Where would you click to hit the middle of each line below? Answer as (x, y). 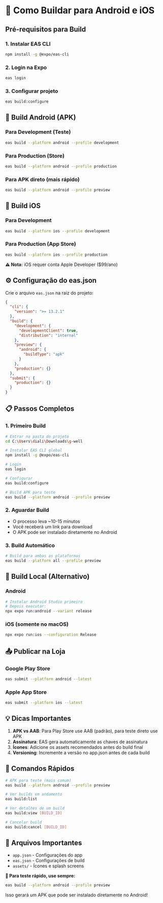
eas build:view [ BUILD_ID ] (34, 813)
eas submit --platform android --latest (49, 679)
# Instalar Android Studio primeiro (44, 602)
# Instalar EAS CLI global (34, 450)
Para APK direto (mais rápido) (42, 179)
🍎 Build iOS (23, 206)
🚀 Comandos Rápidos (40, 768)
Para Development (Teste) (38, 132)
